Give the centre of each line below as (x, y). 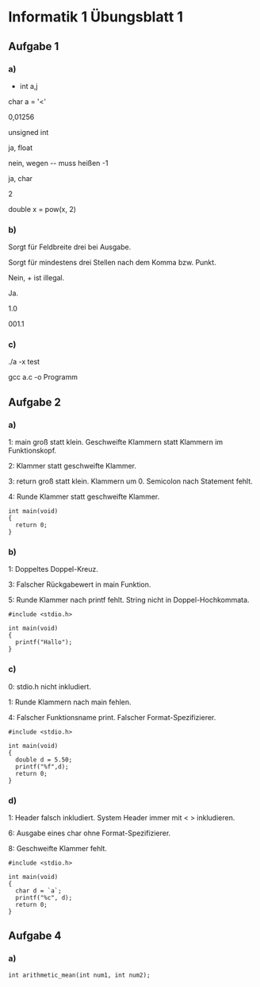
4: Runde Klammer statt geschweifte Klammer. (84, 497)
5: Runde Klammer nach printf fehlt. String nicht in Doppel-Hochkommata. (129, 600)
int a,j (29, 86)
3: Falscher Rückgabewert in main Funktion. (80, 584)
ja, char (21, 178)
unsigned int (29, 132)
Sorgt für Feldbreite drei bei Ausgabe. (70, 247)
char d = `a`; (38, 891)
